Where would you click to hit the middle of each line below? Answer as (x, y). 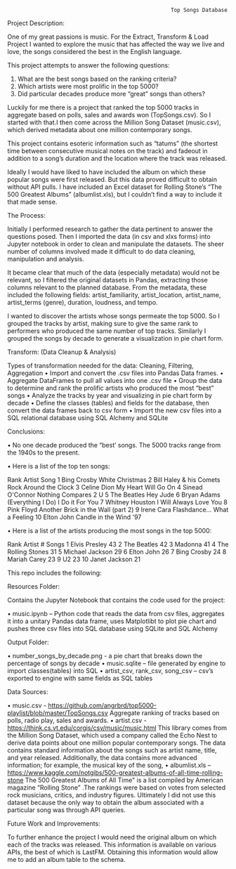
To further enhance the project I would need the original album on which (112, 837)
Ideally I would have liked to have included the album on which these (106, 172)
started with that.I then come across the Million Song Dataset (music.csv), (114, 122)
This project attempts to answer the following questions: (88, 65)
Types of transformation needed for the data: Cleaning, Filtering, (101, 366)
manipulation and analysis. (46, 259)
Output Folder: (28, 642)
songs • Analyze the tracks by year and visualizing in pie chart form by (110, 396)
